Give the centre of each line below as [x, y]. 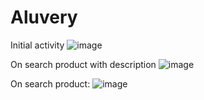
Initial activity [37, 45]
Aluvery [44, 17]
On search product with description [83, 64]
